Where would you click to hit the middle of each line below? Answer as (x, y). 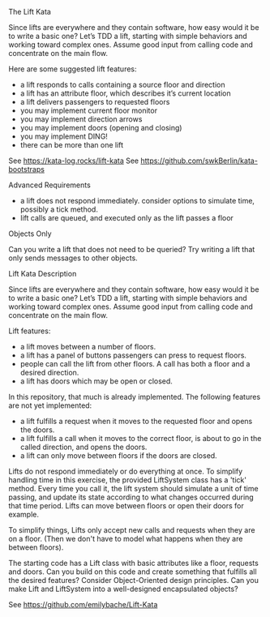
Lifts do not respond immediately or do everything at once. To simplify (126, 471)
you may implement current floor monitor (89, 110)
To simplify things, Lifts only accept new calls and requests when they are (132, 530)
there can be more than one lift (72, 145)
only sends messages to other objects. (73, 258)
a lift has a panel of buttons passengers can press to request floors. (133, 355)
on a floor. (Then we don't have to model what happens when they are (126, 539)
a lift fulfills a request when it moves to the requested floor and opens (136, 421)
